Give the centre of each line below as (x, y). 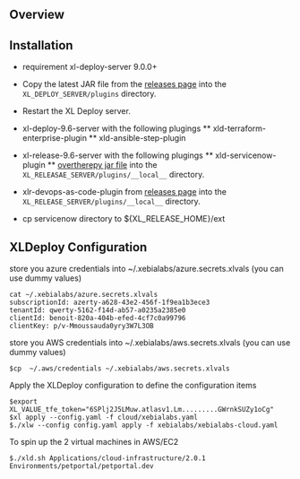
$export (24, 402)
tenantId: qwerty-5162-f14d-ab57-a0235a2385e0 (98, 310)
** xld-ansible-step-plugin (137, 138)
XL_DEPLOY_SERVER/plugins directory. (89, 94)
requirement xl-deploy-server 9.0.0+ (90, 67)
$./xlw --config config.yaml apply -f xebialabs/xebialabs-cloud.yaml (144, 425)
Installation (41, 45)
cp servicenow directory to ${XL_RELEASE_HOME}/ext (124, 219)
